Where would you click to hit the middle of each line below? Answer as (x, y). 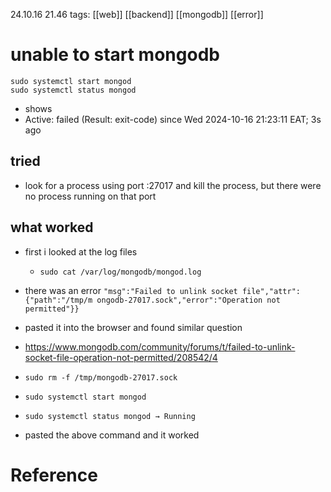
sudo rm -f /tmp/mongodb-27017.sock (101, 377)
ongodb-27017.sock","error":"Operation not (188, 300)
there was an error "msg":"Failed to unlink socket (131, 290)
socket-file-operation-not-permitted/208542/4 (121, 357)
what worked (52, 227)
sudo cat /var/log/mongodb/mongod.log (120, 272)
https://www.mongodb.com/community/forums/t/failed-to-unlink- (160, 346)
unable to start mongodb (115, 55)
